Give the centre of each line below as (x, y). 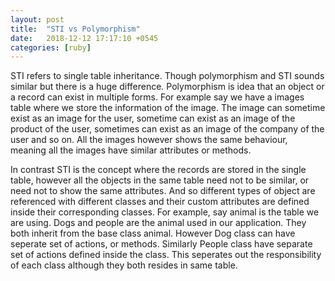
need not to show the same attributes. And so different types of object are (163, 191)
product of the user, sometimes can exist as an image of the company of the (167, 129)
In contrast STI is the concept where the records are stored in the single (158, 170)
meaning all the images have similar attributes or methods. (131, 150)
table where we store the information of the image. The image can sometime (168, 108)
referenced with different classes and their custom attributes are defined (160, 202)
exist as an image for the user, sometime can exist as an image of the (153, 118)
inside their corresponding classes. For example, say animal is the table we (165, 212)
